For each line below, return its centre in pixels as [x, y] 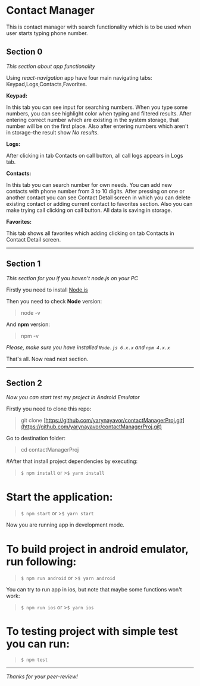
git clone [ [33, 421]
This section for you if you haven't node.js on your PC [72, 278]
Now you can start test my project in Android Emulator [73, 397]
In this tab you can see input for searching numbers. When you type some [97, 107]
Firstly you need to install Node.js [47, 290]
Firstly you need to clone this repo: [49, 409]
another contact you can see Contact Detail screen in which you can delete [99, 198]
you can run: [38, 644]
